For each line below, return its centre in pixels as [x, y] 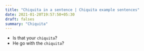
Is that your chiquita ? [35, 38]
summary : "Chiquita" [27, 24]
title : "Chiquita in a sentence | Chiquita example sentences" [72, 10]
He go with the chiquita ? [38, 43]
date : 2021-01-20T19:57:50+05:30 [40, 14]
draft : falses [20, 19]
